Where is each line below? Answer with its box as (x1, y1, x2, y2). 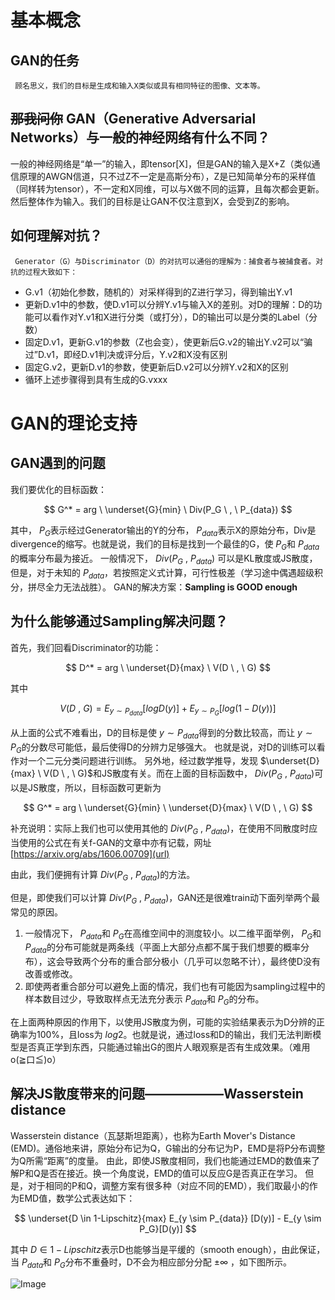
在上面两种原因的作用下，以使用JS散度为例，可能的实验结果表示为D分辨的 (10, 1016, 317, 1028)
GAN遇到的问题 (10, 455, 106, 472)
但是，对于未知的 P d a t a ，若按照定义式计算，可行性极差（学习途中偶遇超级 (10, 567, 315, 581)
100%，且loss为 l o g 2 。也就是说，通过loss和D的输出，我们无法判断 (36, 1028, 313, 1040)
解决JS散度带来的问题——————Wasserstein (10, 1086, 304, 1103)
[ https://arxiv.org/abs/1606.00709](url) (10, 847, 170, 860)
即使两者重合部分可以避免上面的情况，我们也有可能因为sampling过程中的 (24, 981, 326, 993)
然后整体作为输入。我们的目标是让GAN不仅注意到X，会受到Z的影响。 (10, 195, 295, 207)
